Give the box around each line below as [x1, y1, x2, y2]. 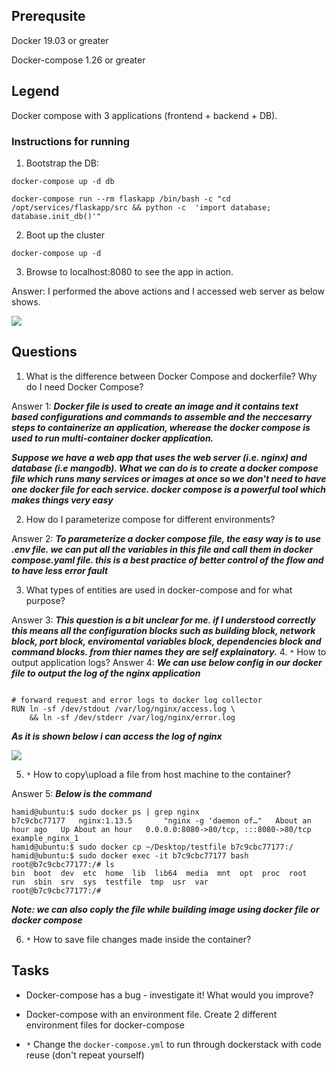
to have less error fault [11, 564, 109, 576]
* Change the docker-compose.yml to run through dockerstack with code [25, 1038, 322, 1050]
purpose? [25, 594, 66, 606]
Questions [11, 344, 78, 361]
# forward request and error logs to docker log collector [11, 695, 263, 705]
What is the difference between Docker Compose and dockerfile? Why [25, 370, 318, 382]
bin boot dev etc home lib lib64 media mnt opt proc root [11, 868, 308, 878]
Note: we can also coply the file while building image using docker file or [11, 903, 320, 915]
